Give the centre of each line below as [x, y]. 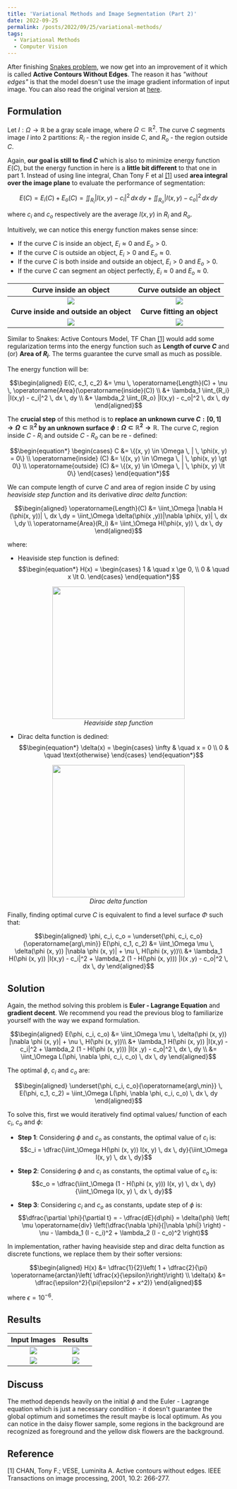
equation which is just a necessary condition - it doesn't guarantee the [110, 1409]
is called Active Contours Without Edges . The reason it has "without [108, 74]
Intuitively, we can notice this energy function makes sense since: [103, 230]
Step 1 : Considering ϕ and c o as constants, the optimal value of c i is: [117, 1138]
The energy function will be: [48, 369]
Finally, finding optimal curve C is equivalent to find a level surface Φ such [115, 915]
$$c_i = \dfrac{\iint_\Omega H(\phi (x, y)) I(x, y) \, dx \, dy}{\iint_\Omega [124, 1150]
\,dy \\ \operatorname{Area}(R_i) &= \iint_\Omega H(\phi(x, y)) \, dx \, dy [119, 523]
